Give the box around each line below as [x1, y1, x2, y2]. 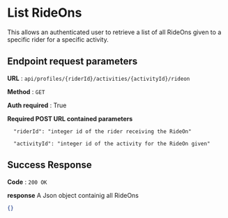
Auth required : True [7, 101, 67, 109]
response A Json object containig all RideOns [7, 191, 139, 199]
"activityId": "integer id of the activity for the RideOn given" [13, 140, 211, 147]
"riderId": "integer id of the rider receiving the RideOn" [13, 127, 192, 135]
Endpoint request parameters [7, 56, 138, 68]
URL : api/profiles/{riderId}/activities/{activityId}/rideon [7, 74, 190, 82]
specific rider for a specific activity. [7, 35, 109, 43]
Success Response [7, 159, 92, 171]
